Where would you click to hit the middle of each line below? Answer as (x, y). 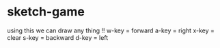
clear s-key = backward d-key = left (58, 37)
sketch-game (46, 12)
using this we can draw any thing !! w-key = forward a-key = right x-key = (111, 30)
